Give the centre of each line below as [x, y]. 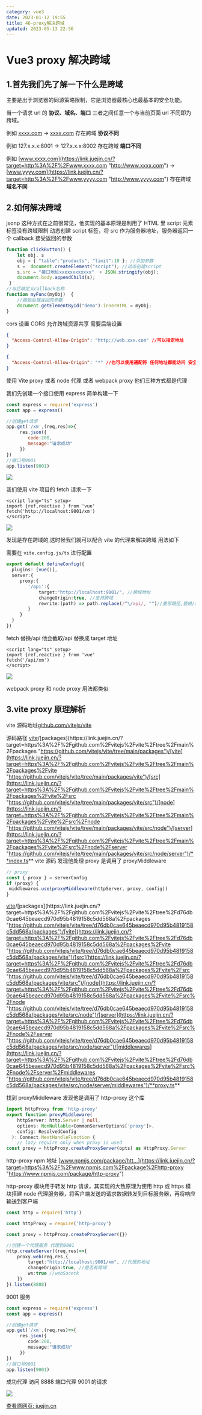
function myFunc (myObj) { [40, 295]
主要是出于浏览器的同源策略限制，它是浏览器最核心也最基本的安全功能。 [96, 100]
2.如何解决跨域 [34, 208]
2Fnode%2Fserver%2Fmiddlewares [51, 1073]
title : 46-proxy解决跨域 [35, 23]
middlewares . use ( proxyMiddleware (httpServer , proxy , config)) [88, 889]
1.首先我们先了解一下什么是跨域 [65, 84]
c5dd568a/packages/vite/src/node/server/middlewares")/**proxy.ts [90, 1085]
